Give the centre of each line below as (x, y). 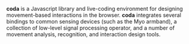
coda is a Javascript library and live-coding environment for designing (94, 9)
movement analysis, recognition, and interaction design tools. (84, 34)
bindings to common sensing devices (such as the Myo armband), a (92, 21)
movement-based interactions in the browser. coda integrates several (94, 15)
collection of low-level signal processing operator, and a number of (91, 28)
